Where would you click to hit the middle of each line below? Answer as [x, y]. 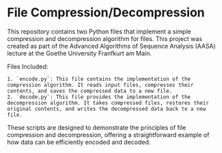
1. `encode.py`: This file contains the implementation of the [99, 79]
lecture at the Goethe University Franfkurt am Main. [80, 53]
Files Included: [28, 66]
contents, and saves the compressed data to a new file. [90, 91]
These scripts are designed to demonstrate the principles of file [97, 127]
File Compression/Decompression [106, 13]
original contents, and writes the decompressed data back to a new [107, 109]
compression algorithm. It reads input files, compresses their [100, 85]
